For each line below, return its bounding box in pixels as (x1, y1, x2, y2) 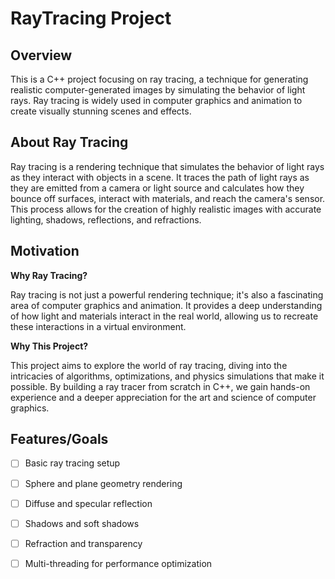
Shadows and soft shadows (24, 517, 140, 529)
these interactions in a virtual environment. (10, 320, 187, 332)
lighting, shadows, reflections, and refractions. (10, 213, 202, 226)
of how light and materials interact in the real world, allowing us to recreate (10, 310, 319, 322)
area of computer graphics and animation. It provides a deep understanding (10, 299, 323, 311)
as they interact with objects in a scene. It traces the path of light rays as (10, 171, 310, 183)
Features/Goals (10, 431, 109, 448)
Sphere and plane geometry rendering (24, 477, 183, 489)
